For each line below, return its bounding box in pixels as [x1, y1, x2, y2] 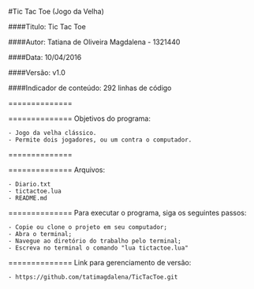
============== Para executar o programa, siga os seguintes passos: [8, 208, 247, 217]
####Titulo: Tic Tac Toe [8, 22, 87, 31]
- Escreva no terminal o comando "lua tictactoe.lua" [8, 244, 189, 252]
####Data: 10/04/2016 [8, 53, 82, 62]
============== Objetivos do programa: [8, 114, 151, 123]
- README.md [8, 194, 47, 202]
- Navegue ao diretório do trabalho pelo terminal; [8, 237, 181, 245]
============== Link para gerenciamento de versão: [8, 258, 192, 267]
